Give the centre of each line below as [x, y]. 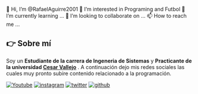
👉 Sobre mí [29, 43]
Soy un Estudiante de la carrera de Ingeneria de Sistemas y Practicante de [99, 61]
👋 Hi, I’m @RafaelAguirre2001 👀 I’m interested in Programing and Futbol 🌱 [96, 9]
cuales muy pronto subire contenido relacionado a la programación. [89, 73]
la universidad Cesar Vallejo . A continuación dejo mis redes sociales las [95, 67]
